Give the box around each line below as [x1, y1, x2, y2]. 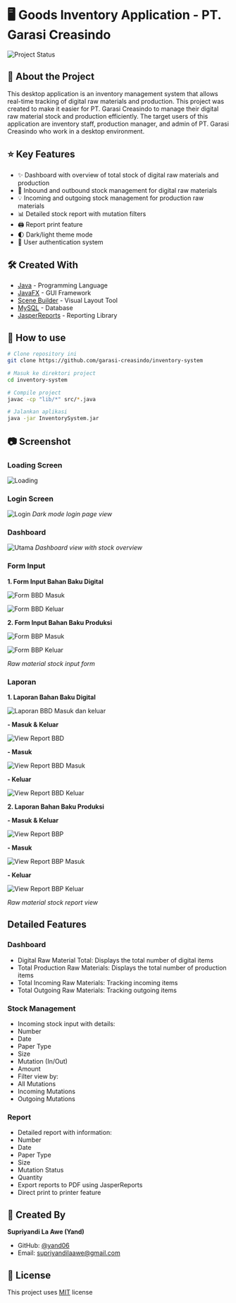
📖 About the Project [7, 71, 95, 83]
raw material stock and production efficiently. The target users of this [7, 112, 209, 120]
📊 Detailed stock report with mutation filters [17, 209, 147, 218]
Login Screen [7, 494, 54, 504]
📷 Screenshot [7, 435, 72, 447]
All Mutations [17, 1080, 56, 1088]
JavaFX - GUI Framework [17, 289, 92, 297]
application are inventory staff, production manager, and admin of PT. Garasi [7, 119, 229, 128]
